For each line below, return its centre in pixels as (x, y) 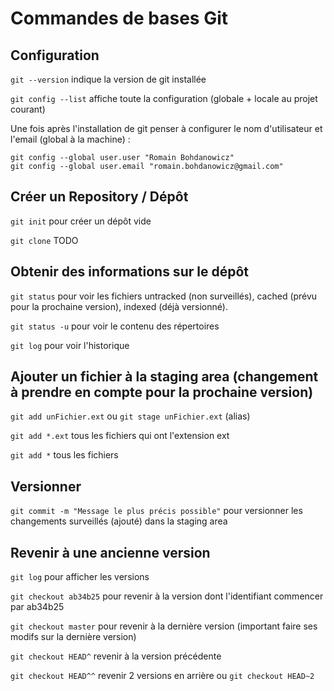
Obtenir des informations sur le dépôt (129, 272)
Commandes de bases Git (119, 18)
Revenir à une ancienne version (110, 552)
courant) (28, 109)
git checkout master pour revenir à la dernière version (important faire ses (164, 626)
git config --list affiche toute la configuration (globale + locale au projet (164, 98)
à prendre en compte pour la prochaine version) (162, 392)
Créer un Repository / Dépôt (99, 197)
